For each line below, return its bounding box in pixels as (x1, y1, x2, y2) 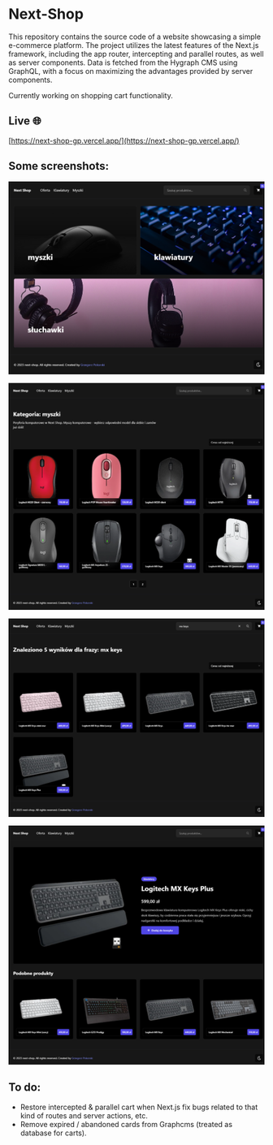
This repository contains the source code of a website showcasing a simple (8, 32, 262, 41)
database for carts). (19, 1128, 87, 1138)
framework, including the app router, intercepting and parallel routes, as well (8, 49, 264, 58)
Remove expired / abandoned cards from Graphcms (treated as (19, 1119, 233, 1129)
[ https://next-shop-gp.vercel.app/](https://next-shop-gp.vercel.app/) (8, 136, 240, 145)
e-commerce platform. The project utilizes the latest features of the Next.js (8, 40, 259, 50)
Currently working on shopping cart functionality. (8, 90, 173, 100)
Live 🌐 (8, 114, 42, 128)
